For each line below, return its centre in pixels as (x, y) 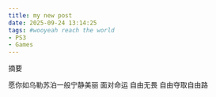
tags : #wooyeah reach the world (61, 30)
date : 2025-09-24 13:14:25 (53, 23)
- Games (21, 45)
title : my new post (40, 15)
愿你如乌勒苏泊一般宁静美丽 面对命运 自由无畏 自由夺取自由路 (108, 85)
